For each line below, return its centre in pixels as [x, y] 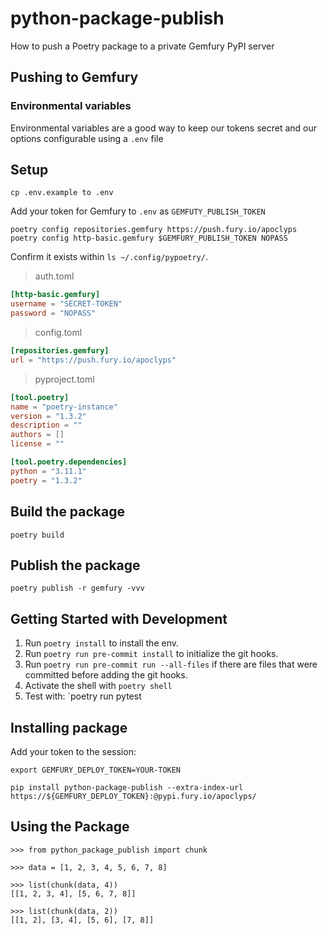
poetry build [37, 535]
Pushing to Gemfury [74, 77]
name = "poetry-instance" [64, 407]
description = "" [46, 425]
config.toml [58, 333]
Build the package [68, 512]
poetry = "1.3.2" [46, 480]
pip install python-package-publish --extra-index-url [127, 787]
